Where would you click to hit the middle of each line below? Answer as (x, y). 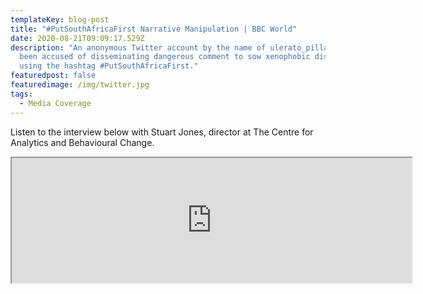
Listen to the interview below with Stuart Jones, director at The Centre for (162, 132)
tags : (21, 94)
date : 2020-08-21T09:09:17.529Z (77, 38)
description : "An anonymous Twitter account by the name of (138, 47)
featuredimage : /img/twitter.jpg (80, 85)
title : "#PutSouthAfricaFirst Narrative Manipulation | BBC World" (154, 29)
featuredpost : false (53, 76)
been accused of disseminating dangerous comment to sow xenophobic (165, 57)
